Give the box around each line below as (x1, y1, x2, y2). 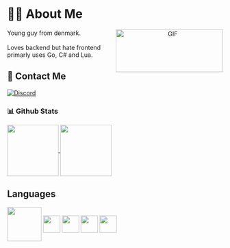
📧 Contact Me (7, 71, 66, 82)
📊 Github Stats (7, 106, 58, 116)
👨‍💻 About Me (7, 6, 84, 22)
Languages (7, 188, 56, 200)
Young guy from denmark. (7, 29, 81, 37)
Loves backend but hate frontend (7, 43, 101, 51)
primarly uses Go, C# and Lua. (7, 51, 93, 59)
